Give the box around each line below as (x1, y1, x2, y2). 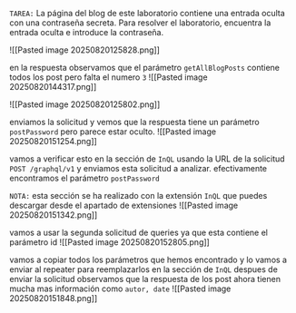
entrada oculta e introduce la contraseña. (9, 27, 164, 37)
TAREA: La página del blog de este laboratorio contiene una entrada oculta (9, 8, 286, 18)
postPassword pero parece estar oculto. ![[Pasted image (9, 126, 216, 137)
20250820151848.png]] (9, 293, 98, 303)
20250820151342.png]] (9, 210, 98, 220)
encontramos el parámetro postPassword (9, 172, 161, 183)
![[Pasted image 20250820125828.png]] (9, 44, 161, 55)
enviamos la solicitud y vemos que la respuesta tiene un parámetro (9, 117, 261, 127)
